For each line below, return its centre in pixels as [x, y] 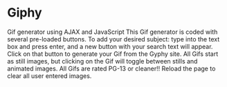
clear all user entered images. [49, 76]
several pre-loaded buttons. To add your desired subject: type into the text [113, 39]
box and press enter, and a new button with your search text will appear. [110, 46]
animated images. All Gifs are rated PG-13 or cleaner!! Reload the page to [111, 68]
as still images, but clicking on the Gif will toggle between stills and [102, 61]
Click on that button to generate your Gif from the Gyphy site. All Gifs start [113, 54]
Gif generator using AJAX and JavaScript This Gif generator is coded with [112, 32]
